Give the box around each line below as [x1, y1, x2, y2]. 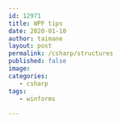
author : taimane [8, 34, 63, 43]
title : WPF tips [8, 19, 63, 28]
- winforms [19, 95, 56, 103]
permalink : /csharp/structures [8, 49, 114, 57]
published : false [8, 57, 67, 66]
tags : [8, 87, 27, 95]
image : [8, 65, 31, 73]
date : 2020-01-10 [8, 27, 67, 35]
